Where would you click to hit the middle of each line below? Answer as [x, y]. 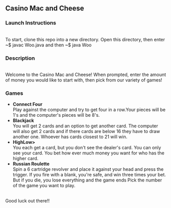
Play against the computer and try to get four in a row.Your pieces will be [89, 110]
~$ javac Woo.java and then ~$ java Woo [48, 45]
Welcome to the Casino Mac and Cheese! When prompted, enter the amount [86, 74]
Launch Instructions [31, 23]
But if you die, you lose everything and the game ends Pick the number [87, 180]
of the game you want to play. [44, 186]
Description [20, 58]
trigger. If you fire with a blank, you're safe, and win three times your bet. [89, 175]
